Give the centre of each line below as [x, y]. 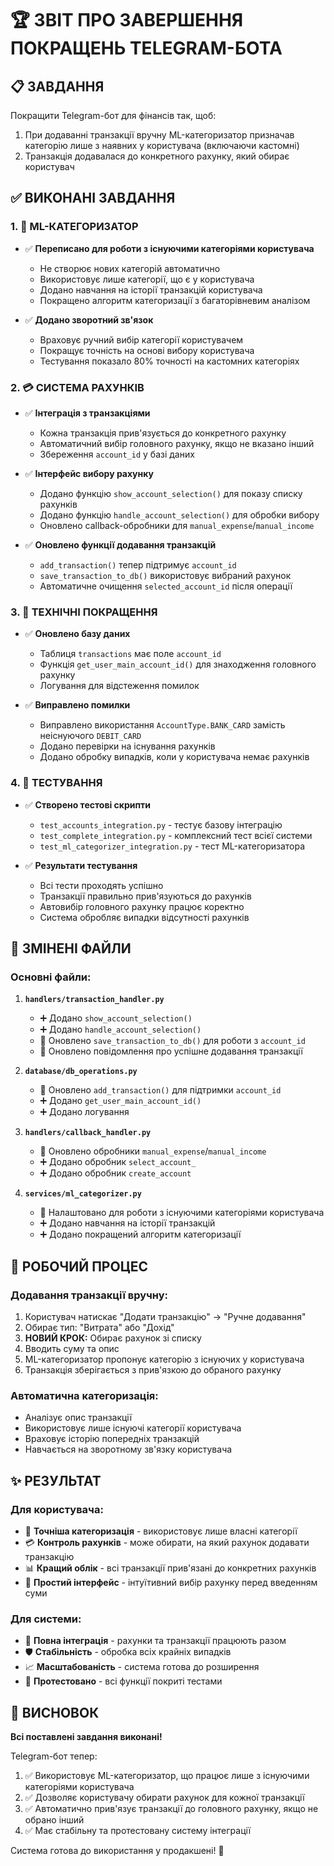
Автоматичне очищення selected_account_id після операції [166, 586]
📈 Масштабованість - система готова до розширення [142, 1667]
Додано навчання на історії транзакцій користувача [151, 289]
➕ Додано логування [84, 1112]
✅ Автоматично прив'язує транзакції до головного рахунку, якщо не [171, 1809]
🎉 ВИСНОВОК [55, 1712]
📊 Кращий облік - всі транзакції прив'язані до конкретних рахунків [170, 1568]
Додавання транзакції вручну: [89, 1295]
